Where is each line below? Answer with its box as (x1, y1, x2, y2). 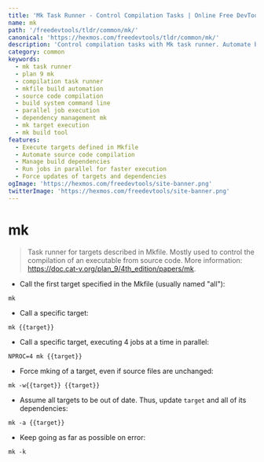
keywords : (8, 56, 41, 64)
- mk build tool (15, 128, 68, 136)
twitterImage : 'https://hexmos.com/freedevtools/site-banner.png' (8, 187, 230, 195)
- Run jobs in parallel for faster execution (15, 165, 167, 173)
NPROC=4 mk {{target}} (8, 352, 82, 360)
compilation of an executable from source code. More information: (27, 255, 243, 264)
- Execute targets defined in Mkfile (15, 143, 139, 151)
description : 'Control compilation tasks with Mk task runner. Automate (8, 41, 251, 49)
